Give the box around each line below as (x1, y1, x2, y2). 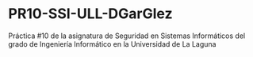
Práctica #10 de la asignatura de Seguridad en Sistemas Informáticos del (8, 31, 246, 40)
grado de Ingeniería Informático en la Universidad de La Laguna (8, 39, 217, 48)
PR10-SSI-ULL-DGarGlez (8, 5, 173, 23)
